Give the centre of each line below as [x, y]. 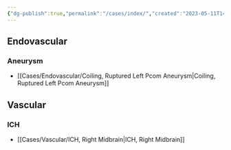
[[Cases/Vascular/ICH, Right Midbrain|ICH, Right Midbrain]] [101, 139]
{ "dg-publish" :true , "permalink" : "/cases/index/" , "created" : [95, 13]
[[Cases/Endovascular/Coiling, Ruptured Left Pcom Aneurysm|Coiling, [116, 76]
